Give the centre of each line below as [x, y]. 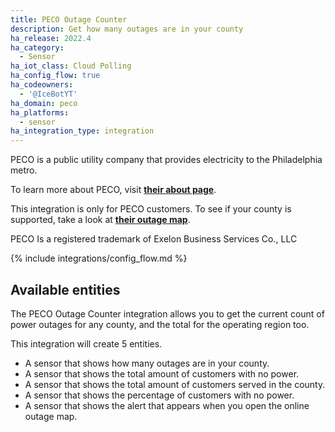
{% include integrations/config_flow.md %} [99, 258]
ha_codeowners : [42, 85]
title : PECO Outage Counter [69, 19]
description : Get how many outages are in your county [127, 29]
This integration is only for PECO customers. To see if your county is [151, 209]
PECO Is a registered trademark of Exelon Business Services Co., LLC [154, 239]
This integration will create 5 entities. [86, 343]
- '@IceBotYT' [48, 94]
